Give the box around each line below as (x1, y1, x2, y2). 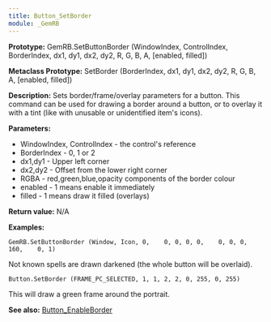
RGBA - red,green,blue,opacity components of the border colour (19, 174, 236, 183)
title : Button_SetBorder (8, 11, 92, 20)
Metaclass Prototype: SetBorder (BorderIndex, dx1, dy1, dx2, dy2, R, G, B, (8, 66, 256, 75)
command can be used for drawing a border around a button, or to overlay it (8, 99, 263, 109)
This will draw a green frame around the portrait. (8, 289, 170, 298)
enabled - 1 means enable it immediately (19, 182, 155, 191)
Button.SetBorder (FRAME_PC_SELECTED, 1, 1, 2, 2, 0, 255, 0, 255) (8, 275, 241, 283)
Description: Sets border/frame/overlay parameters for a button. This (8, 90, 240, 100)
